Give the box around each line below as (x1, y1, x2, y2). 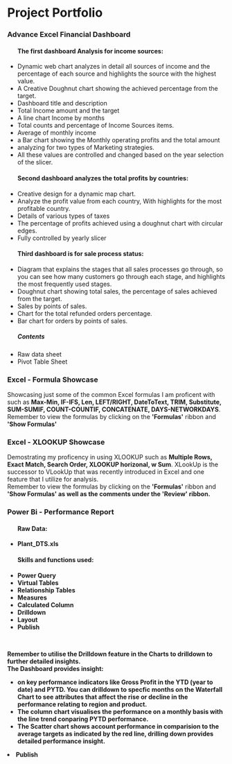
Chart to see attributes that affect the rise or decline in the (17, 693, 188, 701)
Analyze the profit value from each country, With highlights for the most (17, 196, 222, 205)
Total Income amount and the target (17, 106, 120, 115)
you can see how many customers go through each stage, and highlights (17, 272, 226, 280)
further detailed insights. (7, 657, 81, 665)
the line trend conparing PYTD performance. (17, 715, 149, 723)
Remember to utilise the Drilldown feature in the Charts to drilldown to (7, 650, 213, 658)
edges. (17, 226, 37, 235)
